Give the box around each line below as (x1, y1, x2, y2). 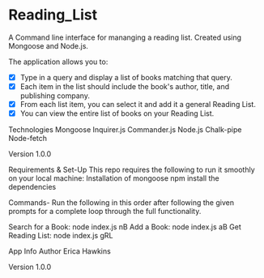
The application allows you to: (8, 57, 109, 66)
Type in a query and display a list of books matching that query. (19, 72, 233, 82)
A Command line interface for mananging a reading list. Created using (8, 32, 241, 42)
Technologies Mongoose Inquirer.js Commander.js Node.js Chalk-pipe (8, 125, 242, 135)
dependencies (8, 182, 57, 192)
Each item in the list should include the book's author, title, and (19, 82, 230, 91)
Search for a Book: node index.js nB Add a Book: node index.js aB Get (8, 222, 241, 232)
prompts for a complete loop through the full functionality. (8, 207, 202, 216)
